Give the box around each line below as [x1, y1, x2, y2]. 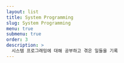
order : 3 [6, 37, 28, 43]
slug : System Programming [6, 20, 71, 26]
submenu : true [6, 31, 42, 37]
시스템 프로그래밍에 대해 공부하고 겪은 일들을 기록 [11, 48, 118, 54]
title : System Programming [6, 14, 74, 20]
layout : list [6, 8, 39, 15]
